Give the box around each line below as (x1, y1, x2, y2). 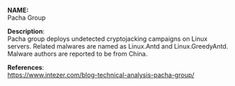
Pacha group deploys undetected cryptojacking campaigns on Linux (7, 35, 208, 43)
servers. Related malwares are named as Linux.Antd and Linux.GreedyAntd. (7, 42, 229, 50)
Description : (7, 27, 45, 35)
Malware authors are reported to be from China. (7, 49, 148, 58)
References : (7, 63, 44, 71)
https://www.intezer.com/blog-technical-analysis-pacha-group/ (7, 70, 194, 79)
